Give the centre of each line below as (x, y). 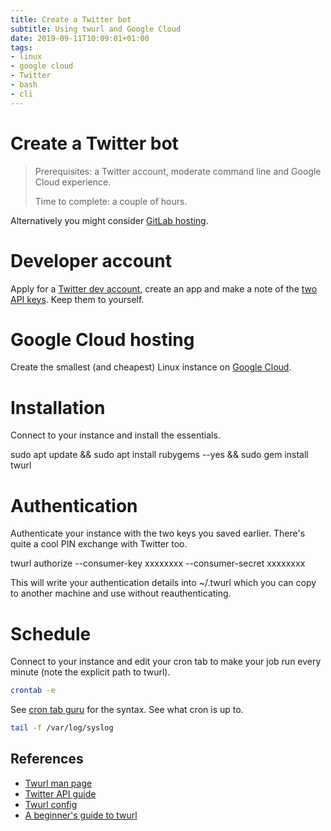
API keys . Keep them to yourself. (77, 299)
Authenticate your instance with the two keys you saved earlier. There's (158, 533)
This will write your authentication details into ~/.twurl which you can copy (163, 583)
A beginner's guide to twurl (81, 815)
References (47, 759)
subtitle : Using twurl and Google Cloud (96, 29)
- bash (24, 85)
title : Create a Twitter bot (71, 19)
